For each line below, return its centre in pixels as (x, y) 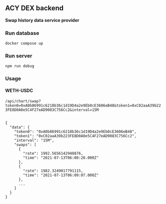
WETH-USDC (19, 90)
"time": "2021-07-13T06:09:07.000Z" (61, 175)
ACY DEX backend (34, 8)
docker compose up (24, 44)
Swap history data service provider (42, 20)
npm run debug (20, 66)
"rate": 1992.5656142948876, (53, 153)
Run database (22, 33)
